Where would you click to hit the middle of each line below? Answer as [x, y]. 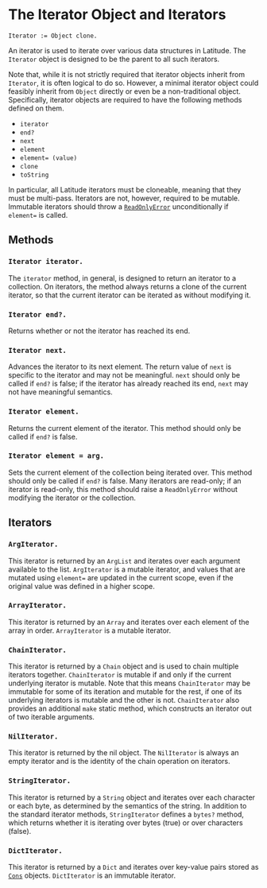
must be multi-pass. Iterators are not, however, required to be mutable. [124, 198]
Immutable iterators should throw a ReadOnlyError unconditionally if [118, 206]
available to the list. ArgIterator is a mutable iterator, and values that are [127, 569]
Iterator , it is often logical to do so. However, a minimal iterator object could [133, 83]
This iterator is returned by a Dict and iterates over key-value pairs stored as [133, 867]
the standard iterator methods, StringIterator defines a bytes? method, [126, 814]
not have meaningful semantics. [60, 392]
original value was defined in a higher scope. [81, 586]
